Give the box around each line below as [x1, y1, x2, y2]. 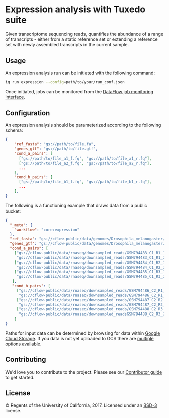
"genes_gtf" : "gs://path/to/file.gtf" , [14, 146, 98, 152]
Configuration [5, 109, 50, 117]
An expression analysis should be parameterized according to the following [5, 122, 161, 128]
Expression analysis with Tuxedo [5, 4, 146, 15]
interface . [5, 94, 25, 100]
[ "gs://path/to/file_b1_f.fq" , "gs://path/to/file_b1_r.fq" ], [18, 179, 152, 185]
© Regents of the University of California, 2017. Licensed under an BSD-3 [5, 402, 157, 408]
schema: [5, 127, 23, 133]
